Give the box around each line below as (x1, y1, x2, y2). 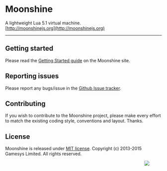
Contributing (5, 99, 46, 108)
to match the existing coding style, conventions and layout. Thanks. (5, 118, 143, 124)
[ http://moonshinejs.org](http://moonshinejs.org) (5, 25, 105, 31)
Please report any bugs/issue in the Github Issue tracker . (5, 85, 121, 91)
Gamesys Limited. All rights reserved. (5, 151, 82, 157)
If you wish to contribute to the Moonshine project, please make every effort (5, 113, 161, 119)
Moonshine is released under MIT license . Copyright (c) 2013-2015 (5, 146, 142, 152)
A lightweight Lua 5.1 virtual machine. (5, 20, 81, 26)
